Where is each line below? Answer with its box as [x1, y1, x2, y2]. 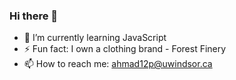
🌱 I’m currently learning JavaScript [23, 32, 167, 44]
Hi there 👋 [9, 9, 59, 23]
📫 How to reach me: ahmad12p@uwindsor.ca [23, 58, 213, 70]
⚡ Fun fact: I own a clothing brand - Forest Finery [23, 43, 227, 55]
